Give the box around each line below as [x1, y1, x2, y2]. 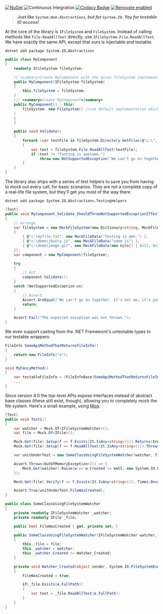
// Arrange [14, 220, 36, 225]
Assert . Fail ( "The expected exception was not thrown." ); [14, 315, 131, 320]
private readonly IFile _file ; [14, 515, 77, 520]
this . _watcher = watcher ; [22, 546, 75, 551]
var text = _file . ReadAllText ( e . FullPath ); [31, 591, 120, 596]
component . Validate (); [22, 275, 68, 280]
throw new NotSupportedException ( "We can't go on [39, 156, 142, 161]
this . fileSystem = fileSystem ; [22, 88, 86, 94]
